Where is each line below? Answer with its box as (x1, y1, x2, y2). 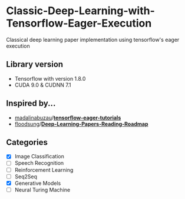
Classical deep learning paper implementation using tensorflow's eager (6, 36, 180, 43)
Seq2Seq (14, 173, 37, 180)
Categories (6, 137, 48, 147)
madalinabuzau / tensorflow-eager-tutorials (14, 114, 121, 121)
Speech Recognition (14, 160, 64, 167)
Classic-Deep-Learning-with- (6, 4, 155, 18)
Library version (6, 59, 64, 69)
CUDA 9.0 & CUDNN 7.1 (14, 81, 71, 88)
